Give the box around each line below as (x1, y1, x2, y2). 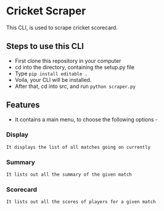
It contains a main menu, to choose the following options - (14, 115, 158, 123)
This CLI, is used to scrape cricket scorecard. (6, 24, 118, 31)
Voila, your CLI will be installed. (14, 76, 92, 83)
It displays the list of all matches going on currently (6, 144, 151, 150)
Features (6, 100, 40, 110)
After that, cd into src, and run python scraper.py (14, 82, 136, 90)
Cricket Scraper (6, 4, 86, 18)
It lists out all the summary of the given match (6, 172, 132, 178)
